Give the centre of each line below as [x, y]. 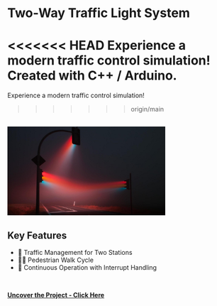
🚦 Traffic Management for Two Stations [75, 252]
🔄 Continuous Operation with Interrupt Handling [87, 267]
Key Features [37, 235]
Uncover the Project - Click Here [56, 295]
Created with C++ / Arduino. [92, 76]
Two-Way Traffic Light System [99, 13]
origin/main [148, 109]
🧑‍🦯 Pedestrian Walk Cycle [56, 260]
